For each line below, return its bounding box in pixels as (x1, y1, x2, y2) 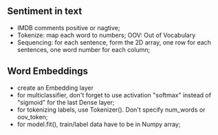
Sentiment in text (7, 5, 83, 17)
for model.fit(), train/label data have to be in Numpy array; (17, 120, 181, 128)
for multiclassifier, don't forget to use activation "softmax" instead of (17, 90, 212, 99)
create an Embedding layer (17, 84, 94, 92)
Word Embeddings (7, 65, 88, 77)
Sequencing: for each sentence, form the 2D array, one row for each (17, 38, 212, 47)
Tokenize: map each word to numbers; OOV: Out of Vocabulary (17, 31, 196, 39)
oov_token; (17, 112, 48, 121)
